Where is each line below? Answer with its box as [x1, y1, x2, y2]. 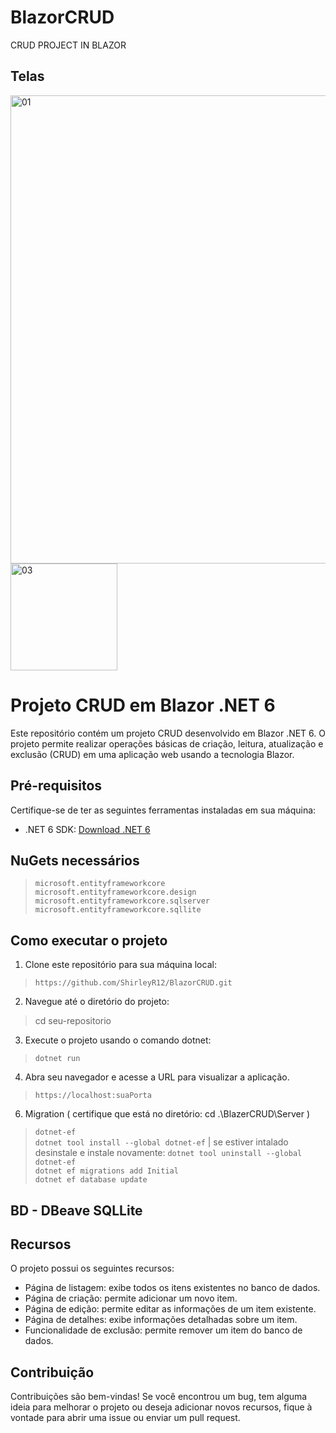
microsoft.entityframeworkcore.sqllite [34, 905, 202, 915]
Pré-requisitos [10, 777, 103, 795]
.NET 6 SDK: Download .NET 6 [24, 823, 151, 835]
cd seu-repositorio [34, 1015, 112, 1027]
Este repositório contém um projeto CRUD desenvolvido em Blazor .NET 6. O [10, 727, 326, 739]
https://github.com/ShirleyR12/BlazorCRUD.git [34, 978, 233, 988]
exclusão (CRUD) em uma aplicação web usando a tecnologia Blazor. [10, 748, 295, 760]
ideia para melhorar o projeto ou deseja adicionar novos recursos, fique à [10, 1401, 313, 1413]
